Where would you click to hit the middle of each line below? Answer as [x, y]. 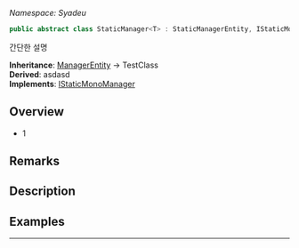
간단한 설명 [28, 47]
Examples [37, 221]
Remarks [35, 161]
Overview [37, 112]
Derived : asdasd [40, 74]
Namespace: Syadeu [48, 13]
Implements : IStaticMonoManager [72, 84]
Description [42, 192]
